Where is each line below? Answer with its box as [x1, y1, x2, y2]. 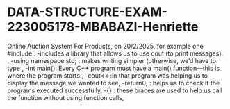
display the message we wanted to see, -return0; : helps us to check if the [7, 78, 220, 87]
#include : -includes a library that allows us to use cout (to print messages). [7, 49, 224, 58]
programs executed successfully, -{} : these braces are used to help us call [7, 86, 223, 94]
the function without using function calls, [7, 93, 124, 101]
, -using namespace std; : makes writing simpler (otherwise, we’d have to [7, 56, 217, 65]
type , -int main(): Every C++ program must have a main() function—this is [7, 64, 220, 72]
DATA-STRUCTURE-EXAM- [7, 4, 168, 20]
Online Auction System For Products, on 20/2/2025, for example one [7, 42, 204, 50]
